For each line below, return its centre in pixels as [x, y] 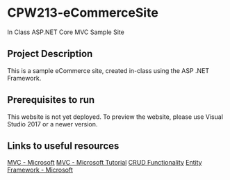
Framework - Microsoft [40, 170]
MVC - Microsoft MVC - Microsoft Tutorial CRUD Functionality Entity [105, 163]
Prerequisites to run [51, 100]
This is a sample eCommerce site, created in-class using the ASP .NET [108, 70]
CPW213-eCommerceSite [83, 13]
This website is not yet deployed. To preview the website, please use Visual [115, 117]
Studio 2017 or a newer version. [52, 124]
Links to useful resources [63, 146]
